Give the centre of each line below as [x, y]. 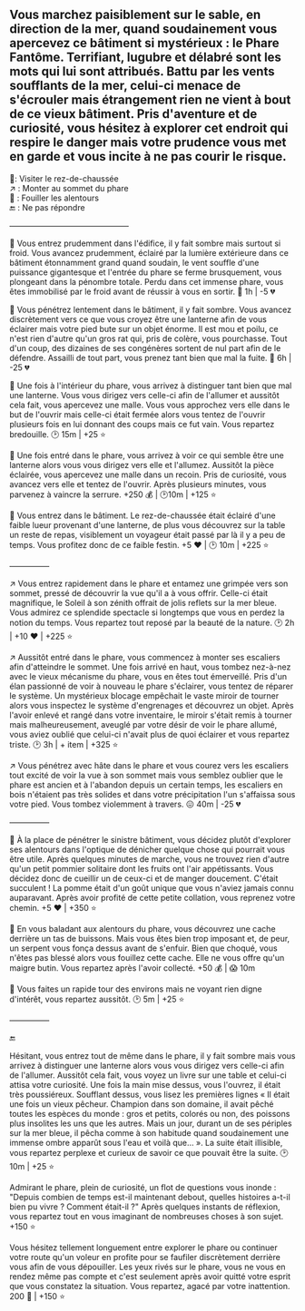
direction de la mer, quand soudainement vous [143, 29]
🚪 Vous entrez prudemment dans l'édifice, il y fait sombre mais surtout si [145, 243]
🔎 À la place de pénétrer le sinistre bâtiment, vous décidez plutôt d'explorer [150, 839]
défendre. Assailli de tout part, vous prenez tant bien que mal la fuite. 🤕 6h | [151, 357]
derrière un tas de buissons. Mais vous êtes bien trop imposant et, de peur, [150, 938]
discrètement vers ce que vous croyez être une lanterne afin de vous [138, 319]
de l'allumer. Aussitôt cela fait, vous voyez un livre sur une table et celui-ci [148, 1075]
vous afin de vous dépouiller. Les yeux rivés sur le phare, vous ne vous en [148, 1267]
